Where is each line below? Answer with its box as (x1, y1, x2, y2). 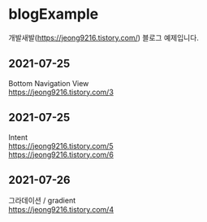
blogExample (8, 5, 99, 24)
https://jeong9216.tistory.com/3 (8, 87, 114, 97)
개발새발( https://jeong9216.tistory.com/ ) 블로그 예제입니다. (8, 33, 199, 42)
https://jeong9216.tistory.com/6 (8, 150, 114, 159)
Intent (8, 132, 28, 142)
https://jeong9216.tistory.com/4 (8, 205, 114, 215)
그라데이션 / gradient (8, 196, 76, 206)
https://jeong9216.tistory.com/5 (8, 141, 114, 150)
